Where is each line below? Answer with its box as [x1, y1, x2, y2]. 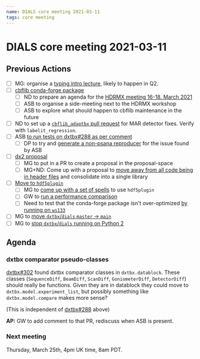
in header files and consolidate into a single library [23, 173, 148, 180]
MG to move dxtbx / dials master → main [14, 213, 112, 220]
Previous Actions [6, 64, 72, 74]
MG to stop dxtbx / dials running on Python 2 [14, 220, 124, 227]
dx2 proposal [14, 153, 48, 160]
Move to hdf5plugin [14, 180, 64, 187]
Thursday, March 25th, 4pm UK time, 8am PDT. [6, 346, 123, 353]
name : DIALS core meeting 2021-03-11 [6, 8, 100, 15]
